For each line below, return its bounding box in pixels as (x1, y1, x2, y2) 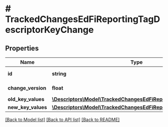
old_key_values (7, 96, 45, 103)
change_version (7, 85, 46, 91)
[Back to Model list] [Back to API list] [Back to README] (5, 117, 120, 123)
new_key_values (7, 104, 47, 111)
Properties (5, 44, 39, 52)
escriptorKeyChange (5, 24, 94, 35)
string (51, 70, 66, 77)
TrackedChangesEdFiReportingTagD (5, 13, 160, 25)
